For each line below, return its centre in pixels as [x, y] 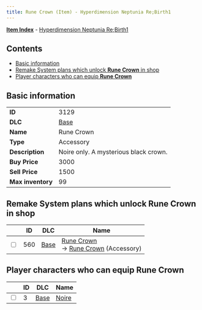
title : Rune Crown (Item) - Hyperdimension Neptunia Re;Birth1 [89, 12]
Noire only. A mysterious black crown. [113, 152]
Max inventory [31, 182]
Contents [24, 49]
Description [27, 152]
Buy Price [24, 162]
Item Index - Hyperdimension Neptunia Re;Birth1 [67, 29]
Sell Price [24, 172]
